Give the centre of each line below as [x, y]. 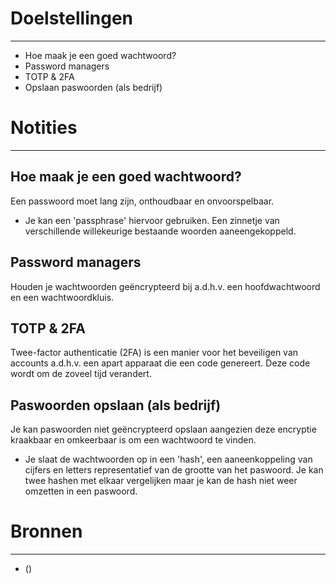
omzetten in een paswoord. [81, 491]
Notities [44, 128]
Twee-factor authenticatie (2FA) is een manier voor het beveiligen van [154, 353]
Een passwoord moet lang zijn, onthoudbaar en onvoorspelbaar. [142, 201]
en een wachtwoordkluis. [62, 297]
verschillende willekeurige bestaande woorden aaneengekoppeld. [160, 231]
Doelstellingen [71, 18]
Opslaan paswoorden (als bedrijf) [93, 87]
